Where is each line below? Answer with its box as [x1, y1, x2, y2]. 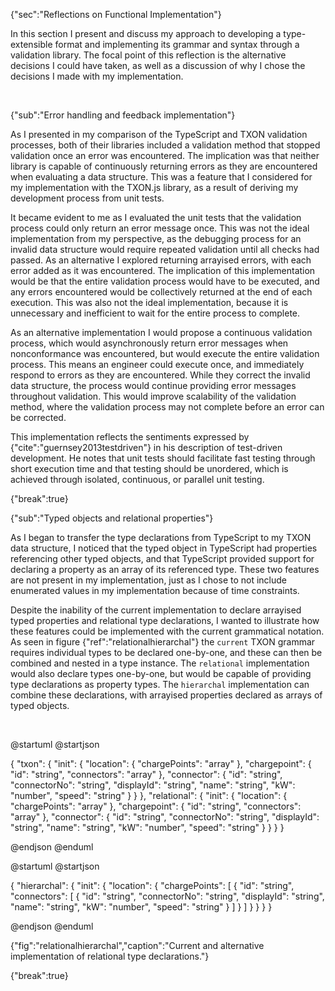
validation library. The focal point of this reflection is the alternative [10, 49, 287, 61]
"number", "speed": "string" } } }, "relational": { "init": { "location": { [10, 790, 288, 801]
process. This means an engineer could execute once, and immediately [10, 359, 305, 370]
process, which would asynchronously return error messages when [10, 337, 289, 349]
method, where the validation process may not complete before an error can [10, 401, 325, 413]
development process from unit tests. [10, 192, 165, 204]
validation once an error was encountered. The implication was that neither [10, 150, 320, 161]
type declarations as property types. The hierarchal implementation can [10, 679, 310, 690]
